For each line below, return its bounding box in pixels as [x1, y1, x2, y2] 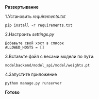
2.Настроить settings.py [5, 32, 54, 37]
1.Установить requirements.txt [5, 14, 66, 19]
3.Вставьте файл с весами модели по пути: [5, 53, 95, 59]
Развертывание [5, 4, 39, 10]
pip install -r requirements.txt [5, 23, 73, 28]
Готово [5, 89, 20, 95]
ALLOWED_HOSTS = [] [5, 45, 45, 50]
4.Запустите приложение [5, 71, 57, 77]
